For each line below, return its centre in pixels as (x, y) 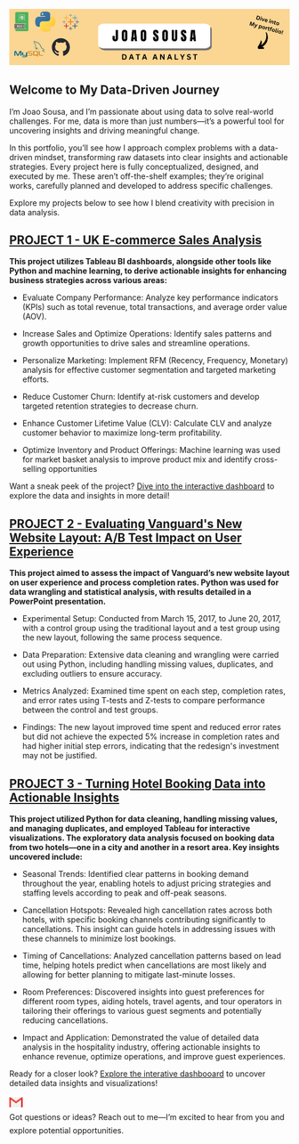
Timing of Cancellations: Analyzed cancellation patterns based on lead (152, 956)
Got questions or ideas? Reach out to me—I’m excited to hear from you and (147, 1117)
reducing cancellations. (65, 1020)
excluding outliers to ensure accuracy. (92, 674)
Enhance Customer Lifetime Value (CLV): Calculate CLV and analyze (147, 424)
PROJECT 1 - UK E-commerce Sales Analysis (136, 240)
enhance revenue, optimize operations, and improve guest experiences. (154, 1057)
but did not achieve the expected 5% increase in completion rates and (151, 737)
